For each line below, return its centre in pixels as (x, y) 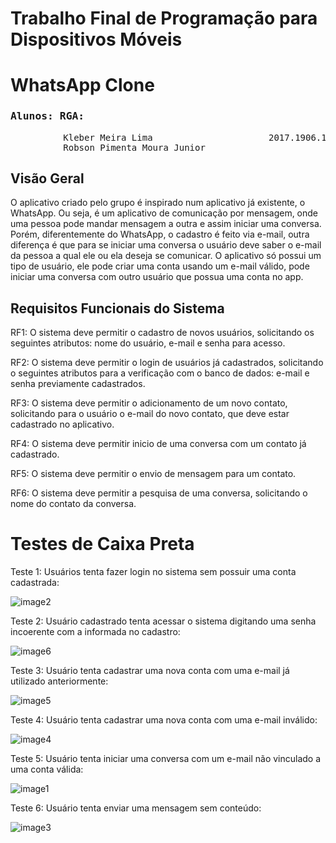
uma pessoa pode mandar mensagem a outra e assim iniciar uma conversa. (166, 224)
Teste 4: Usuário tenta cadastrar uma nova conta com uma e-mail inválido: (164, 720)
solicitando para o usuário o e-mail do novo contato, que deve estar (150, 414)
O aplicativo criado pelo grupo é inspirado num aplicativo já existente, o (158, 203)
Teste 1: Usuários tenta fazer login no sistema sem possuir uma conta (153, 572)
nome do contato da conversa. (73, 504)
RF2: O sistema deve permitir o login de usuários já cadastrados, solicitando (167, 363)
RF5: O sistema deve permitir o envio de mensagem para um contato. (153, 474)
